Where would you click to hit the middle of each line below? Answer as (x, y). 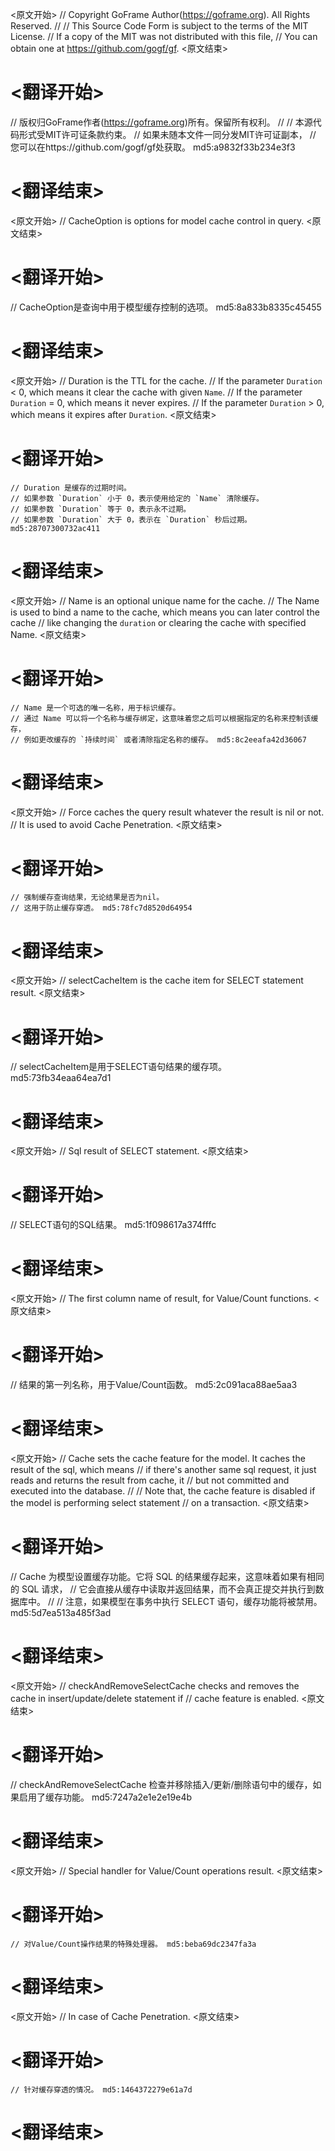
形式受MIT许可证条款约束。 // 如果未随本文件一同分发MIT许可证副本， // (167, 134)
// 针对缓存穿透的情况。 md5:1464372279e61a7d (101, 2089)
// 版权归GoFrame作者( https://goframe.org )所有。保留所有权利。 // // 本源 (161, 122)
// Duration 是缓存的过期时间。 (71, 488)
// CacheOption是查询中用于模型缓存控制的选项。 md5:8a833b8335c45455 (166, 307)
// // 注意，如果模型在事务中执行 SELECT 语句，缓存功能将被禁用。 (185, 1601)
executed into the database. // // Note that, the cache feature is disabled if (163, 1491)
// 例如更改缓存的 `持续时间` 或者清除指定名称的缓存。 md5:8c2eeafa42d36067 (158, 739)
